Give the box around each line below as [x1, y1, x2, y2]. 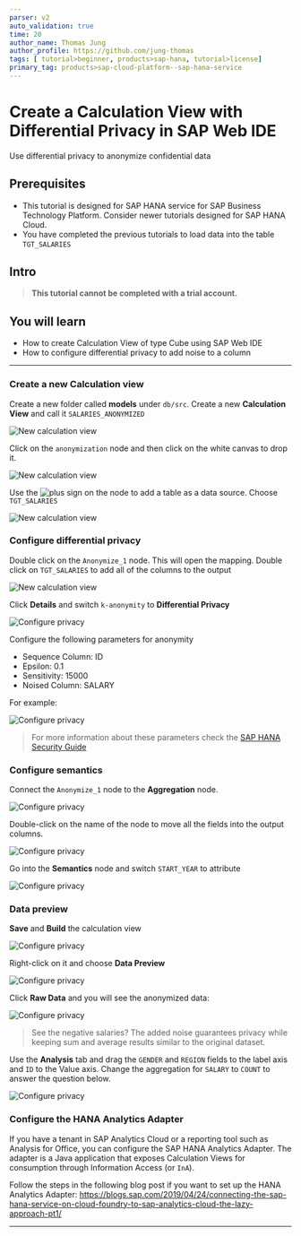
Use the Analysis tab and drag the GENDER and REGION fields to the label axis [9, 1054, 288, 1065]
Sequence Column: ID [21, 651, 103, 661]
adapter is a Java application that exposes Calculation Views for [9, 1153, 246, 1163]
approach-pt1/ [9, 1207, 63, 1219]
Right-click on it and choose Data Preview [9, 958, 166, 969]
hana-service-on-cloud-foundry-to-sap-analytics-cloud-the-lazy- [9, 1198, 254, 1209]
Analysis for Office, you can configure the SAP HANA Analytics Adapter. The [9, 1143, 292, 1154]
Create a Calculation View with [9, 102, 244, 122]
